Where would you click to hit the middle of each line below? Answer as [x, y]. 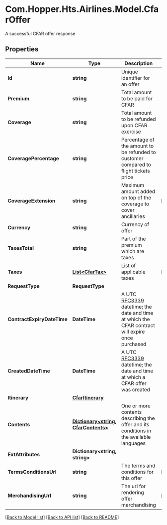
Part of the [133, 239]
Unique [129, 72]
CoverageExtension [32, 200]
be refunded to [138, 152]
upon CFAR [134, 125]
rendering [132, 492]
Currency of [135, 224]
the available [136, 437]
